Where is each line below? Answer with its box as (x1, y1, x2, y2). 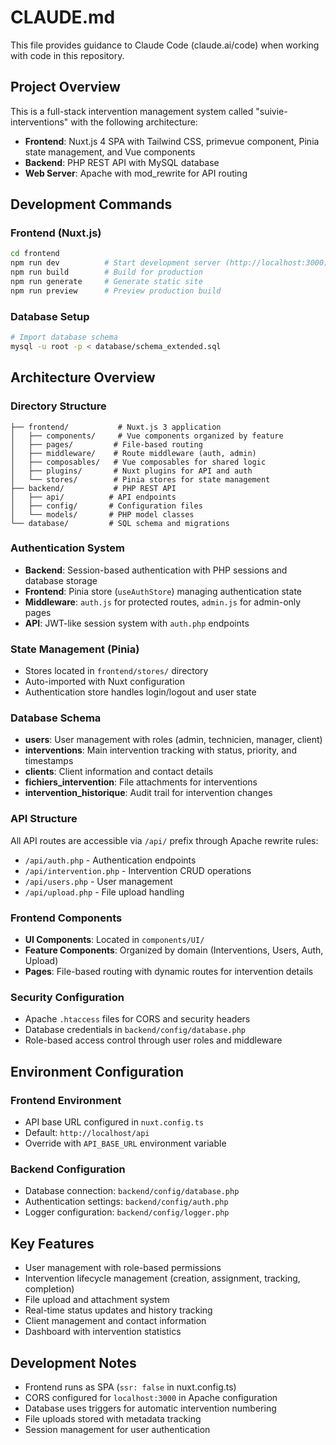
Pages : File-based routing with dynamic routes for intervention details (24, 966, 314, 978)
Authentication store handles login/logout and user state (24, 686, 257, 698)
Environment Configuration (10, 1063, 184, 1080)
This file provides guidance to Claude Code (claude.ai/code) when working (10, 39, 320, 51)
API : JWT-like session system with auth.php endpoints (24, 617, 250, 629)
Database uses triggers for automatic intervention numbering (24, 1402, 277, 1414)
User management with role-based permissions (24, 1262, 222, 1274)
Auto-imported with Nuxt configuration (24, 676, 186, 688)
